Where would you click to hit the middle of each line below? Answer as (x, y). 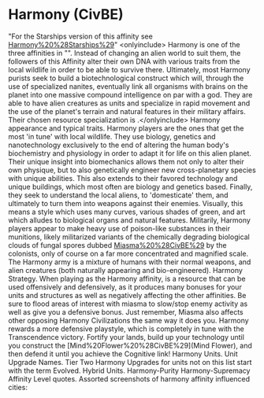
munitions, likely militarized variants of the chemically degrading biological (129, 237)
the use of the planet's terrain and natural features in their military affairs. (127, 111)
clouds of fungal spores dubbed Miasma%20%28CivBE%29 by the (117, 245)
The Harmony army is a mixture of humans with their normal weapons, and (130, 262)
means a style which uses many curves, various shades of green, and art (127, 212)
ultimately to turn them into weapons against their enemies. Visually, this (126, 203)
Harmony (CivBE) (66, 15)
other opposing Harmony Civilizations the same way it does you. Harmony (129, 320)
